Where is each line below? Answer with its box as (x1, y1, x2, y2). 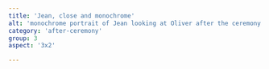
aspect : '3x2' (8, 42, 56, 50)
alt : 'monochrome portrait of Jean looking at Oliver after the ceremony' (8, 19, 265, 27)
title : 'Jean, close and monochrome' (8, 11, 135, 20)
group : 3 (8, 34, 38, 43)
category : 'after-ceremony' (8, 26, 103, 34)
